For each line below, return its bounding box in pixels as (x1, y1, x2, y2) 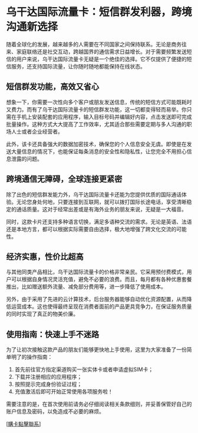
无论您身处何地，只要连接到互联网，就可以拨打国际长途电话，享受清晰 (16, 198, 187, 205)
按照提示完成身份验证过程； (14, 381, 82, 388)
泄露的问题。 (11, 155, 42, 162)
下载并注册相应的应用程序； (14, 373, 82, 381)
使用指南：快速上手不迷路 (6, 329, 99, 339)
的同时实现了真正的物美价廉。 (6, 310, 78, 318)
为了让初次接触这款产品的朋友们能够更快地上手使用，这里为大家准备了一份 (6, 346, 187, 353)
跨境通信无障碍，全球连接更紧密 (6, 174, 123, 184)
